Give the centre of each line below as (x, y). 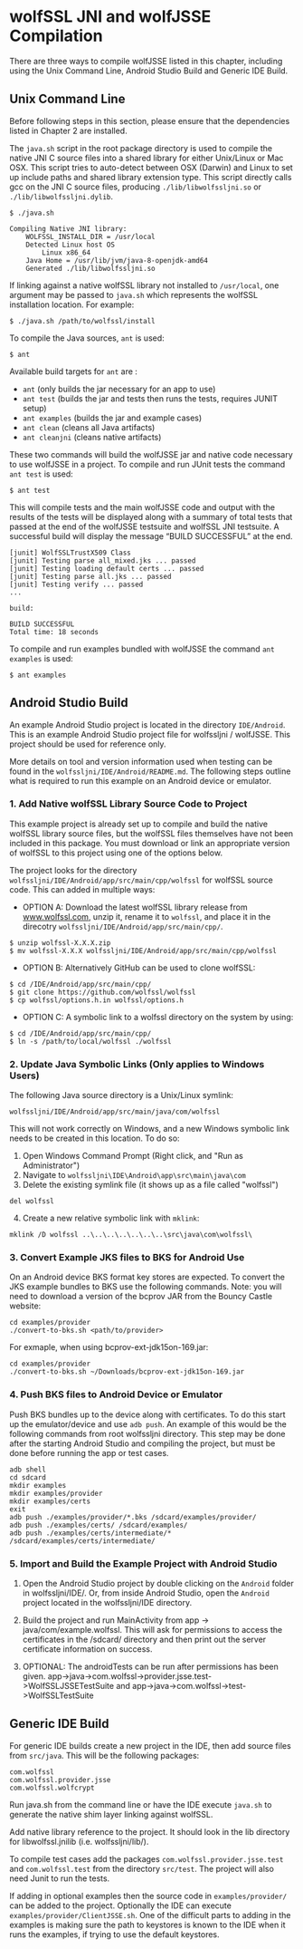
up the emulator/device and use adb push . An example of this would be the (148, 1423)
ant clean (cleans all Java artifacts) (89, 427)
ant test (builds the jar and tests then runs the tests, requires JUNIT (150, 398)
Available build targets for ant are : (74, 371)
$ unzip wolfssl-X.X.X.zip (60, 943)
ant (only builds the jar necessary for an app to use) (119, 389)
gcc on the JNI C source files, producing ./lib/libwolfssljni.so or (136, 187)
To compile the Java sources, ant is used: (87, 338)
